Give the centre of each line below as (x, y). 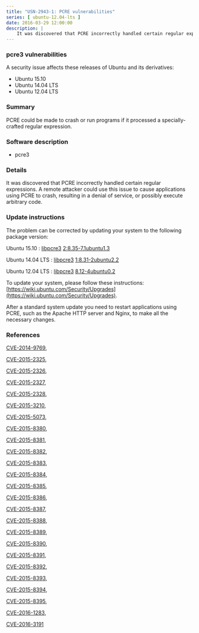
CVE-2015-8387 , (26, 509)
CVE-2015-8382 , (27, 451)
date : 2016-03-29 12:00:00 (39, 23)
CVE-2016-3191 (25, 624)
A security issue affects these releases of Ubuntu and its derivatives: (90, 67)
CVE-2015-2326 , (27, 371)
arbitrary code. (24, 202)
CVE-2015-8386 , (27, 497)
